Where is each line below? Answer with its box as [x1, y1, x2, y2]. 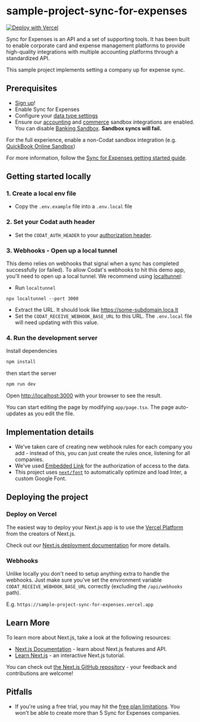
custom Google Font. [14, 475, 67, 482]
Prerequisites [6, 84, 57, 94]
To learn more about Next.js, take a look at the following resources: [6, 634, 171, 641]
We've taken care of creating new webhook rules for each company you [14, 443, 193, 450]
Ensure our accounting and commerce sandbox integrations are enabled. [14, 118, 195, 125]
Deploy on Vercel [6, 510, 57, 518]
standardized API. [6, 54, 50, 62]
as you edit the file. [27, 410, 75, 417]
